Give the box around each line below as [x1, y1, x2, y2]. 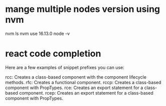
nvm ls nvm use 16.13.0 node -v [5, 30, 70, 36]
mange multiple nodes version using [5, 3, 160, 15]
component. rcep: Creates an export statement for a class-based [19, 90, 154, 96]
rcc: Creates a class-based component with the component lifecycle [5, 74, 147, 80]
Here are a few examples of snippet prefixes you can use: [5, 64, 124, 70]
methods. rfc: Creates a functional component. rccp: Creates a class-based [5, 79, 161, 85]
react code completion [5, 48, 101, 59]
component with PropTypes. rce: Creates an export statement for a [5, 85, 143, 91]
